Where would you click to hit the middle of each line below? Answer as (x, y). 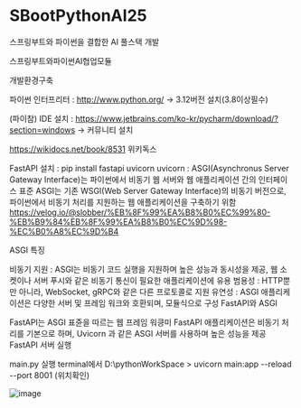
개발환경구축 (32, 80)
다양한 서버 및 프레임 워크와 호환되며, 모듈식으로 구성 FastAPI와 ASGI (155, 302)
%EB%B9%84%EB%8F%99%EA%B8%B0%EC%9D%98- (118, 221)
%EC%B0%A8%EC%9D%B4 (64, 231)
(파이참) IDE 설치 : (42, 118)
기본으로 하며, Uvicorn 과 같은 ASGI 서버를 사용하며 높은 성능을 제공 (146, 333)
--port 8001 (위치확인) (50, 375)
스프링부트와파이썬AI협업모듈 (61, 60)
